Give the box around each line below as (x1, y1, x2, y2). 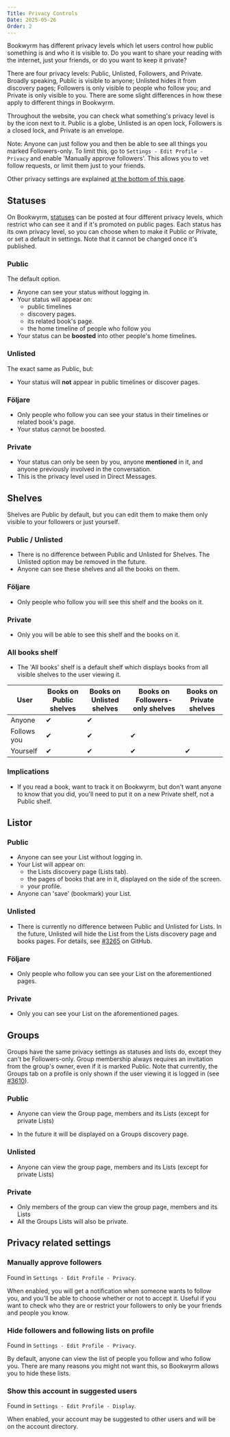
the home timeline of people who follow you (27, 324, 151, 333)
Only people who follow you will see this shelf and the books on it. (16, 597, 204, 606)
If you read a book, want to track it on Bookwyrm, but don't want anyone (16, 783, 222, 791)
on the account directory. (7, 1423, 79, 1431)
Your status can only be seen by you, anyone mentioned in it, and (16, 458, 203, 466)
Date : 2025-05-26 (7, 16, 57, 23)
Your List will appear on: (16, 860, 86, 868)
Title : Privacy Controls (7, 10, 78, 17)
